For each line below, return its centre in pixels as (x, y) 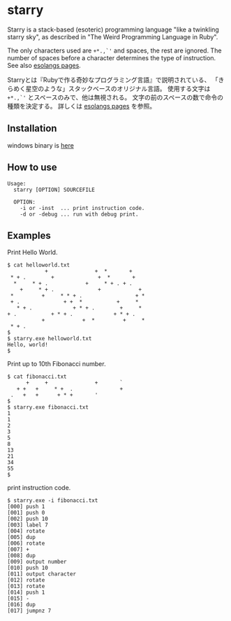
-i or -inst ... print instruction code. (82, 208)
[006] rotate (26, 544)
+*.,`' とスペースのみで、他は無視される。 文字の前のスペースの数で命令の (115, 97)
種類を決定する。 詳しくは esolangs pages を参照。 (81, 106)
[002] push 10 (28, 519)
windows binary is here (41, 145)
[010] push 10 (28, 568)
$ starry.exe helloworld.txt (50, 339)
